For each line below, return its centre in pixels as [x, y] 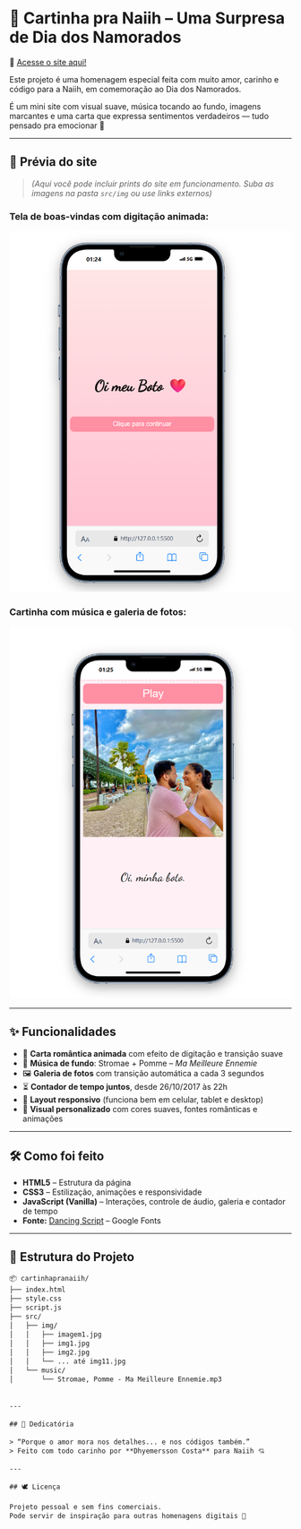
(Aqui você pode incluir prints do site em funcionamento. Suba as [153, 184]
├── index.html [38, 1290]
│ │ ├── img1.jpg [50, 1343]
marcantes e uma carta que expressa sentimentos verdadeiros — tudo [139, 116]
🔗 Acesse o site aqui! [48, 62]
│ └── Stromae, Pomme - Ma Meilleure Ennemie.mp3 [116, 1379]
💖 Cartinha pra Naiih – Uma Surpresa [147, 18]
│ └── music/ [38, 1370]
